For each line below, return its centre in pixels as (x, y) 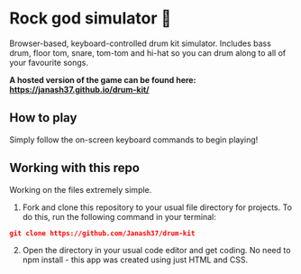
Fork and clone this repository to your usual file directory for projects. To (157, 207)
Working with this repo (74, 168)
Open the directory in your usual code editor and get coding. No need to (156, 251)
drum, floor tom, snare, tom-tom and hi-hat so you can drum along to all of (148, 52)
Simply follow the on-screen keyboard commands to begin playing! (134, 140)
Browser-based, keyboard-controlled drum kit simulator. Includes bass (141, 43)
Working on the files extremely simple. (81, 189)
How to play (43, 118)
